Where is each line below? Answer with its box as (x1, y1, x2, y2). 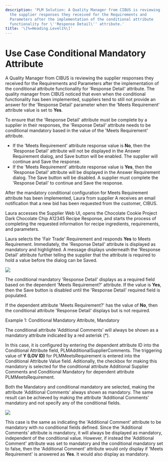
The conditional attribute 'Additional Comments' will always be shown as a (5, 327, 159, 333)
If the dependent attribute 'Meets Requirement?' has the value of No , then (5, 302, 158, 308)
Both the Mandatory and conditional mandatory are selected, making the (5, 384, 155, 390)
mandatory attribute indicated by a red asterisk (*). (5, 332, 110, 338)
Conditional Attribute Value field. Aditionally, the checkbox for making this (5, 358, 157, 364)
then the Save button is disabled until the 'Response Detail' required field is (5, 287, 160, 293)
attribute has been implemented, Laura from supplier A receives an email (5, 195, 155, 201)
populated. (5, 293, 28, 299)
